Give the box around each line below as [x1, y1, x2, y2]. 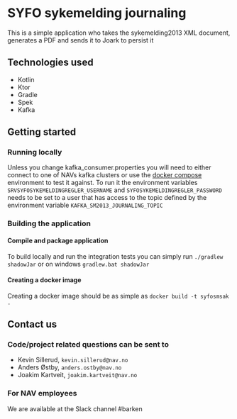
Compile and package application [7, 236, 109, 245]
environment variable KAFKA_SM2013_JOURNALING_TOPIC [7, 201, 163, 210]
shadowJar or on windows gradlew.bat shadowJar [7, 259, 150, 268]
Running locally [7, 147, 62, 157]
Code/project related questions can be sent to [7, 340, 169, 350]
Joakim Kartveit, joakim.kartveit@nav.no [17, 371, 138, 379]
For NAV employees [7, 389, 77, 398]
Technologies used [7, 57, 94, 69]
